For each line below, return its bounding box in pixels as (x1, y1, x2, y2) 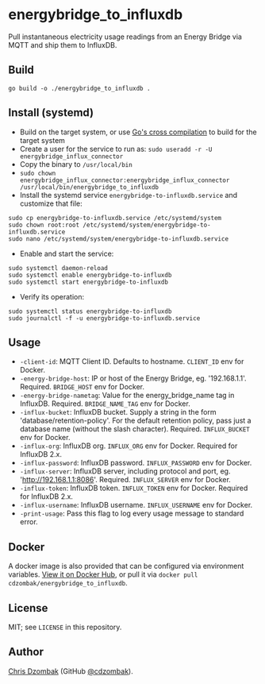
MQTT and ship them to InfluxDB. (8, 40, 117, 49)
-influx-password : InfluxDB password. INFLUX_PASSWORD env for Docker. (19, 458, 252, 468)
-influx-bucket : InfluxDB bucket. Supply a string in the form (19, 408, 217, 417)
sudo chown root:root (8, 221, 80, 229)
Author (8, 645, 44, 659)
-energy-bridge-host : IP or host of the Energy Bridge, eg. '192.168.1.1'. (19, 373, 248, 383)
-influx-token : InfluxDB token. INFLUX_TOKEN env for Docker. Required (19, 483, 248, 493)
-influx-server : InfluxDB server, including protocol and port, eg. (19, 466, 231, 476)
